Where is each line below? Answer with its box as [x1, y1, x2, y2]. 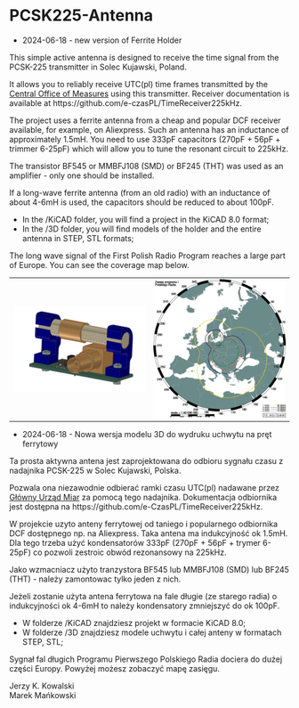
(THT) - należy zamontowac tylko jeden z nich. [9, 574, 182, 584]
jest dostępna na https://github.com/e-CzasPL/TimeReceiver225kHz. [9, 500, 263, 512]
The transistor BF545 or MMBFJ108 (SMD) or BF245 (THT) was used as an [9, 160, 284, 171]
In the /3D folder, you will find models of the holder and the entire [21, 224, 263, 234]
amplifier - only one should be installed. [9, 170, 155, 181]
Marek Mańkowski [9, 689, 77, 700]
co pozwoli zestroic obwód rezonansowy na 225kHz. [32, 547, 227, 557]
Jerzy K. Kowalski [9, 680, 75, 691]
